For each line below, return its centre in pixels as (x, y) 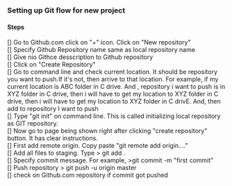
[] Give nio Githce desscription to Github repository (80, 57)
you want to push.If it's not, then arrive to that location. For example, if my (113, 79)
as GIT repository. (33, 124)
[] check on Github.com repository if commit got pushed (88, 175)
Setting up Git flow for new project (66, 10)
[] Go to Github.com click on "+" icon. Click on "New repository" (99, 42)
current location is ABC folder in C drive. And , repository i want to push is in (116, 87)
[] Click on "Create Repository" (51, 65)
